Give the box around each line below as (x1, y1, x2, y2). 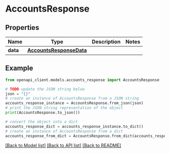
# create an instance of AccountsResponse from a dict (5, 129, 123, 134)
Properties (5, 23, 39, 32)
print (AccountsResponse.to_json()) (5, 110, 80, 116)
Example (5, 64, 33, 72)
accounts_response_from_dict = (5, 133, 71, 138)
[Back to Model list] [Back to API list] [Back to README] (5, 142, 121, 148)
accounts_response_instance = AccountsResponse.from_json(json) (5, 101, 144, 106)
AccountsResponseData (27, 47, 87, 54)
